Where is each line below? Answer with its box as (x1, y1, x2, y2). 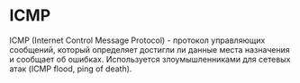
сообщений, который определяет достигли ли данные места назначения (9, 44, 290, 54)
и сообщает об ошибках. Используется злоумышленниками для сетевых (9, 54, 291, 64)
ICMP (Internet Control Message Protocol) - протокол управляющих (9, 35, 266, 46)
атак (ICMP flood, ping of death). (9, 63, 132, 74)
